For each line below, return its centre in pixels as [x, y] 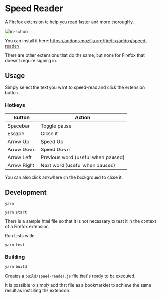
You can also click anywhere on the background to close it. [64, 177]
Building [15, 257]
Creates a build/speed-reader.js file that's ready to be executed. [70, 276]
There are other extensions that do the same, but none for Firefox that [75, 55]
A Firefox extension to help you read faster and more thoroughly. [70, 22]
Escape [16, 134]
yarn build [16, 267]
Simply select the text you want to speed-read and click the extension [75, 87]
